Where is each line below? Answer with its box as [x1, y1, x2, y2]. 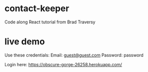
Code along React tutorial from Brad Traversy [4, 19, 95, 25]
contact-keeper [4, 3, 69, 14]
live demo [4, 36, 45, 47]
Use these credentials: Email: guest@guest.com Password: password [4, 52, 144, 58]
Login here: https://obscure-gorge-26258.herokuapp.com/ [4, 61, 122, 67]
